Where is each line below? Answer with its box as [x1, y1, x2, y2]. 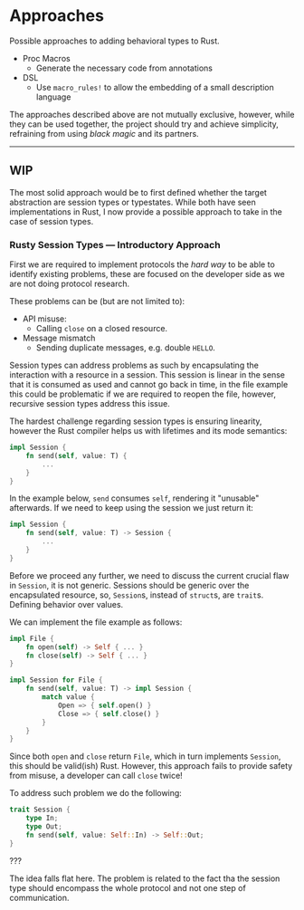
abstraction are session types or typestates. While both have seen [9, 196, 256, 207]
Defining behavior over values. [9, 599, 124, 609]
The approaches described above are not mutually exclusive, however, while [9, 109, 295, 120]
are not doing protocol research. [9, 278, 129, 290]
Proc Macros [22, 53, 71, 63]
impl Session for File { [9, 675, 103, 685]
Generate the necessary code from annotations [35, 62, 214, 73]
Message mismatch [22, 332, 96, 344]
